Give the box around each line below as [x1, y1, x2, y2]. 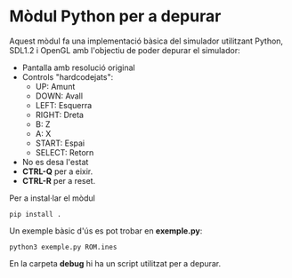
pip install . [9, 210, 62, 218]
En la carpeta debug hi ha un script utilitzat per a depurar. [9, 258, 222, 268]
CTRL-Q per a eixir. [21, 166, 93, 177]
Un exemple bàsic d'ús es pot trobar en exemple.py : [9, 225, 203, 236]
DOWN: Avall [35, 91, 83, 101]
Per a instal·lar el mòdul [9, 193, 95, 203]
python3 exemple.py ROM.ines [9, 242, 118, 251]
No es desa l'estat [21, 156, 89, 167]
